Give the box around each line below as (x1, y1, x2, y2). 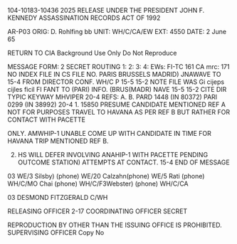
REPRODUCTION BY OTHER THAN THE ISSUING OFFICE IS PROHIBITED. (7, 221, 222, 229)
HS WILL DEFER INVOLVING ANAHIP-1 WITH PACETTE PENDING (17, 151, 209, 159)
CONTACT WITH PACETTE (7, 115, 85, 124)
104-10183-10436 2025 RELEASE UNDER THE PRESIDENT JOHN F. (7, 6, 205, 14)
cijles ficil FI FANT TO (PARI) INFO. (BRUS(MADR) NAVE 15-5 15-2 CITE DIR (7, 85, 227, 93)
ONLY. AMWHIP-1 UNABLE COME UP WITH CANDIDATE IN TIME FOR (7, 129, 212, 137)
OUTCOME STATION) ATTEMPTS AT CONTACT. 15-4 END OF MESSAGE (17, 158, 230, 166)
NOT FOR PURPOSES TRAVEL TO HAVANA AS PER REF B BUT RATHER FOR (7, 108, 231, 116)
